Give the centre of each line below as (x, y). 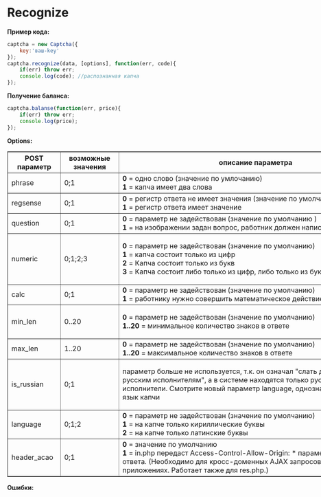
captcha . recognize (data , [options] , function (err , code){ (92, 63)
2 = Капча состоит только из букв (179, 263)
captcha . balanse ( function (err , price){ (64, 109)
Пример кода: (28, 32)
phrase (23, 182)
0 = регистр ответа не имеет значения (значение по (210, 199)
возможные (90, 158)
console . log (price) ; (49, 121)
